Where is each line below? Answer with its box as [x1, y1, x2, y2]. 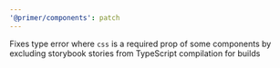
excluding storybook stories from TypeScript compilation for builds [9, 47, 261, 59]
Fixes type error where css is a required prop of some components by [9, 38, 272, 49]
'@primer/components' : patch [9, 13, 120, 23]
